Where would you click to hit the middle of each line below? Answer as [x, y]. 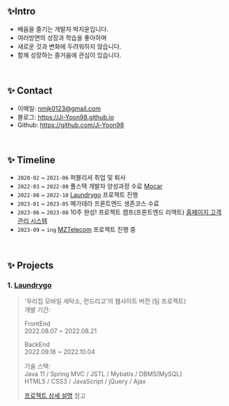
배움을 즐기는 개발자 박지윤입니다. [63, 29]
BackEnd [37, 345]
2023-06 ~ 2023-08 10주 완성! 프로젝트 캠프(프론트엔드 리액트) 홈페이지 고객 [119, 212]
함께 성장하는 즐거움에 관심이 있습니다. [69, 55]
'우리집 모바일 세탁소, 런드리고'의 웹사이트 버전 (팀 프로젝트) [105, 301]
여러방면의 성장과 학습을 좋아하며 [62, 37]
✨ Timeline [31, 160]
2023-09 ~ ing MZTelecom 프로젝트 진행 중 [77, 230]
